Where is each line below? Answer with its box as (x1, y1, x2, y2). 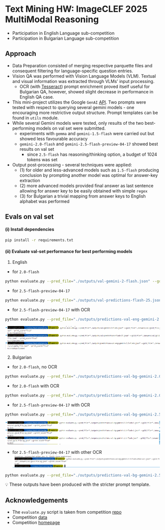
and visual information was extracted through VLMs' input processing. (12, 78, 155, 84)
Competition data (12, 514, 48, 520)
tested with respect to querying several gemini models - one (12, 104, 135, 110)
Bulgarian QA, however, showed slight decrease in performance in (19, 88, 154, 94)
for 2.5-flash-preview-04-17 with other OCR (12, 449, 102, 455)
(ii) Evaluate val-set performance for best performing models (5, 248, 133, 254)
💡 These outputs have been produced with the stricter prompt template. (5, 481, 151, 487)
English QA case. (19, 94, 54, 100)
